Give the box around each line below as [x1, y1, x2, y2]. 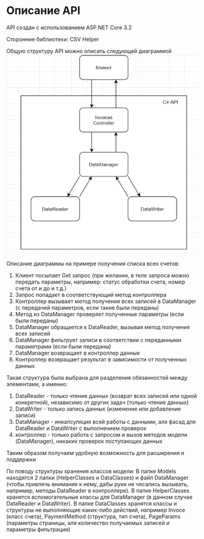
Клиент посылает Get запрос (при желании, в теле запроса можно [15, 272, 190, 279]
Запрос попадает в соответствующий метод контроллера [15, 291, 167, 299]
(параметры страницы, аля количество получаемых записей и [6, 520, 170, 527]
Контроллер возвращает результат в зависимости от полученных [15, 356, 187, 363]
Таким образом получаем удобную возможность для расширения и [6, 450, 185, 457]
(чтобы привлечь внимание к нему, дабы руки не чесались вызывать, [6, 481, 189, 488]
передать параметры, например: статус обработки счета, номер [15, 278, 186, 286]
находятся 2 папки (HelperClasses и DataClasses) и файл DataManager [6, 474, 189, 481]
